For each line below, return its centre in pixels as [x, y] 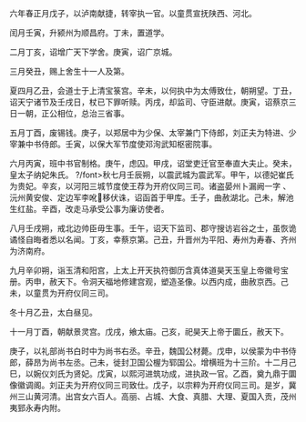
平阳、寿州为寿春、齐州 [252, 240]
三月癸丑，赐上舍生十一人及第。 [69, 71]
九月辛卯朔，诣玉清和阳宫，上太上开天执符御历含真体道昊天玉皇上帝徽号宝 [149, 270]
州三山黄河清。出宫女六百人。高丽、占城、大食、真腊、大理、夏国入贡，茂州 [153, 397]
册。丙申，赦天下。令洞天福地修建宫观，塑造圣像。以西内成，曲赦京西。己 [149, 281]
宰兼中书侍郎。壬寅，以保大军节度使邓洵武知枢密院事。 [113, 144]
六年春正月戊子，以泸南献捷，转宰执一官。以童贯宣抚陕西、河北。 [133, 13]
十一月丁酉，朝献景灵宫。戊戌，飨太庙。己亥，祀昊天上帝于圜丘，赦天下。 [149, 332]
